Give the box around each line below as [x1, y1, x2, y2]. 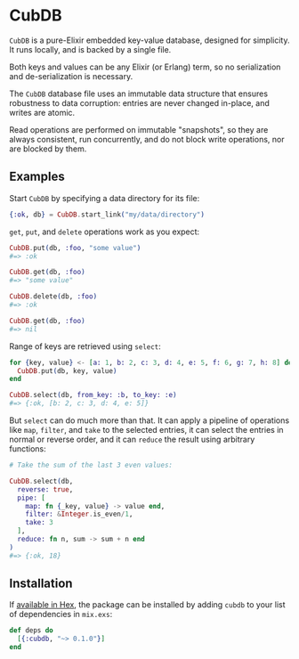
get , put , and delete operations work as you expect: [9, 226, 200, 237]
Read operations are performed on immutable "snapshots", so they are [9, 124, 269, 134]
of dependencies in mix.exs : [9, 609, 113, 620]
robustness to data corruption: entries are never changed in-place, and [9, 97, 270, 108]
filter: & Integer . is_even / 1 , [25, 509, 133, 519]
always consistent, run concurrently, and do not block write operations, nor [9, 134, 285, 144]
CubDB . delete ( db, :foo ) [9, 292, 98, 301]
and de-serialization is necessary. [9, 70, 133, 81]
